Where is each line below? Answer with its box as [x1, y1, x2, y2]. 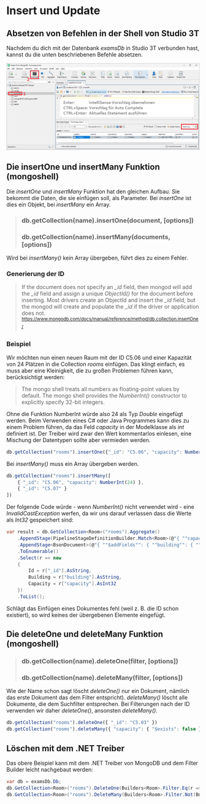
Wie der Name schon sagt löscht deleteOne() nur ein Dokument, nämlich [6, 687, 190, 695]
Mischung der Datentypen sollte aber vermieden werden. [6, 436, 151, 444]
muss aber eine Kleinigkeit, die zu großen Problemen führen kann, [6, 366, 174, 374]
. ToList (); [17, 593, 45, 600]
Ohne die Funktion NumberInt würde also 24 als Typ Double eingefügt [6, 410, 183, 417]
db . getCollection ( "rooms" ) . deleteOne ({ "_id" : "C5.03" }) [6, 719, 158, 726]
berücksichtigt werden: [6, 373, 65, 381]
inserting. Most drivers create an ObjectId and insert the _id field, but [21, 296, 196, 304]
